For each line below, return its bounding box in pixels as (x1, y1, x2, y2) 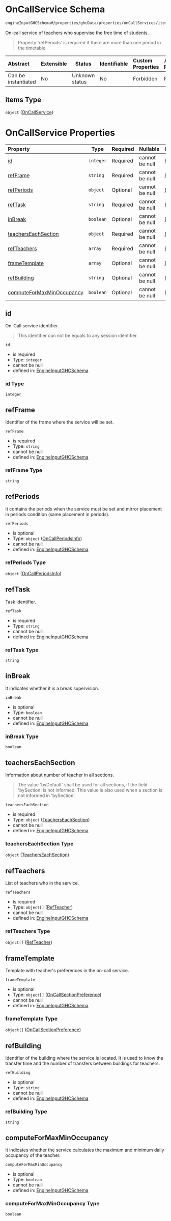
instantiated (8, 78, 36, 85)
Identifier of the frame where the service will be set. (5, 419, 114, 425)
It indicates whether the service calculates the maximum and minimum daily (5, 1147, 164, 1153)
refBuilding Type (5, 1108, 47, 1115)
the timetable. (17, 45, 47, 51)
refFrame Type (5, 467, 43, 474)
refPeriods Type (5, 559, 46, 566)
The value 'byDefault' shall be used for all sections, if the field (17, 781, 148, 787)
